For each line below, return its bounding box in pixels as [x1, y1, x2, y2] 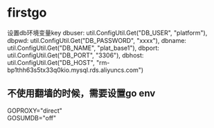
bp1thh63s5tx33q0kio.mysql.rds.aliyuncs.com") [7, 66, 144, 74]
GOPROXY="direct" [7, 106, 62, 115]
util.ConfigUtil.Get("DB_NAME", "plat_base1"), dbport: [7, 44, 159, 52]
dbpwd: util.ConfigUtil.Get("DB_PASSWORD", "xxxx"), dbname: [7, 36, 187, 44]
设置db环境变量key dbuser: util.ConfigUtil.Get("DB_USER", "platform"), [7, 28, 208, 37]
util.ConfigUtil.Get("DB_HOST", [7, 58, 95, 66]
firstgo [7, 5, 47, 21]
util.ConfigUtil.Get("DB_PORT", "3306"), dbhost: [7, 51, 144, 60]
